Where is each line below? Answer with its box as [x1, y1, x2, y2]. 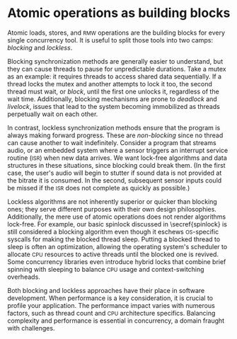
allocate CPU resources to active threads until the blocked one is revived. [7, 250, 219, 258]
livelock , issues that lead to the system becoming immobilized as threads [7, 102, 221, 110]
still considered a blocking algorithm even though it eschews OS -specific [7, 227, 219, 236]
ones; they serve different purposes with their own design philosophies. [7, 205, 217, 213]
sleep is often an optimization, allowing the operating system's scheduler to [7, 242, 228, 251]
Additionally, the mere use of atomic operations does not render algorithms [7, 212, 226, 221]
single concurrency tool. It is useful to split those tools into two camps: [7, 35, 214, 44]
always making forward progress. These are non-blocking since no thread [7, 131, 224, 139]
